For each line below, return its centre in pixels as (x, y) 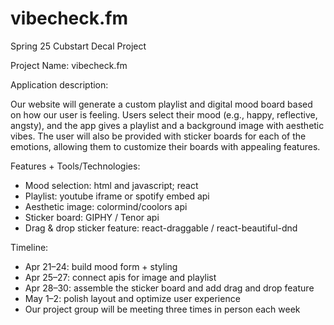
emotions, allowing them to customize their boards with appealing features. (165, 146)
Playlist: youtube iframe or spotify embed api (117, 196)
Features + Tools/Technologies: (75, 166)
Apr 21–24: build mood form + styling (101, 266)
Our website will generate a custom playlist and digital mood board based (161, 104)
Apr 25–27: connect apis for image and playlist (120, 277)
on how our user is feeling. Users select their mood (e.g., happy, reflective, (164, 114)
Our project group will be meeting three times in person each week (162, 309)
